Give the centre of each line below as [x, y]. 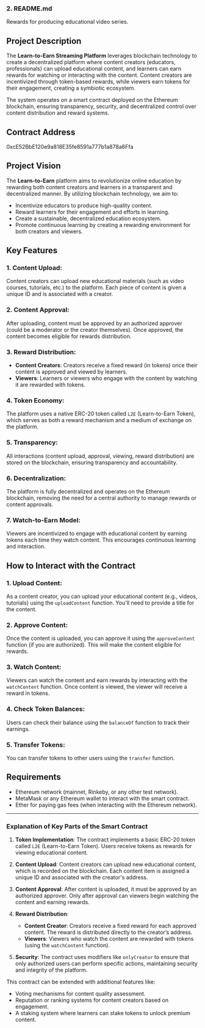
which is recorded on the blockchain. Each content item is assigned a [102, 871]
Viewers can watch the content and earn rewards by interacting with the [97, 680]
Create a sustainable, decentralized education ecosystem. [88, 218]
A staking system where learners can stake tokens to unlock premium [103, 1013]
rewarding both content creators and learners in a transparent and [89, 187]
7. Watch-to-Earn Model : [44, 520]
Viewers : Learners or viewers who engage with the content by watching [106, 378]
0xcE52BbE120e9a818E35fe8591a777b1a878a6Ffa [70, 146]
